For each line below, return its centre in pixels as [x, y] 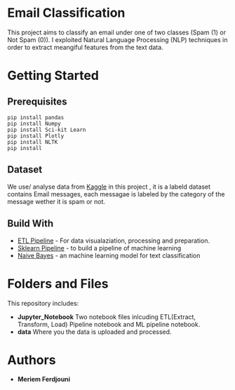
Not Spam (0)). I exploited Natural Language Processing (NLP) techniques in [117, 39]
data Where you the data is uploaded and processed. [94, 332]
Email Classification [66, 13]
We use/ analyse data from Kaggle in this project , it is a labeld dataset [109, 187]
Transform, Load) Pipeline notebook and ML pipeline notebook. [109, 324]
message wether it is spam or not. [56, 201]
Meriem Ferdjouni [44, 379]
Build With [31, 223]
